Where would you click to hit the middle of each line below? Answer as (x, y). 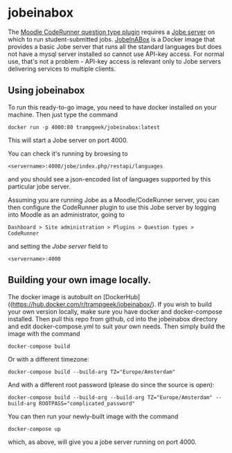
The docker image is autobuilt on (55, 296)
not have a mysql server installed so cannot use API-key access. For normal (116, 54)
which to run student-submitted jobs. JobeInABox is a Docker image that (111, 39)
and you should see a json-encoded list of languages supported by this (109, 179)
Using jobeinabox (46, 90)
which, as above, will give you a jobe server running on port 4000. (102, 442)
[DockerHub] (122, 296)
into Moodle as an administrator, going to (66, 214)
